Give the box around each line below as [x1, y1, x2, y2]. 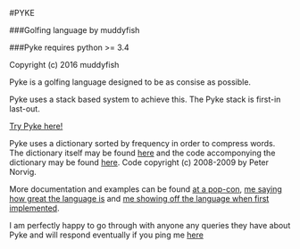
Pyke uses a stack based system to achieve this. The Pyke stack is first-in [9, 94, 281, 104]
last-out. [9, 104, 40, 114]
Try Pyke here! [9, 120, 63, 131]
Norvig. [9, 167, 37, 177]
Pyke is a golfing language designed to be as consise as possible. [9, 77, 252, 87]
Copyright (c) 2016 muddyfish [9, 60, 120, 70]
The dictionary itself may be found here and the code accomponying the [9, 147, 276, 158]
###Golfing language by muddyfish [9, 25, 140, 35]
